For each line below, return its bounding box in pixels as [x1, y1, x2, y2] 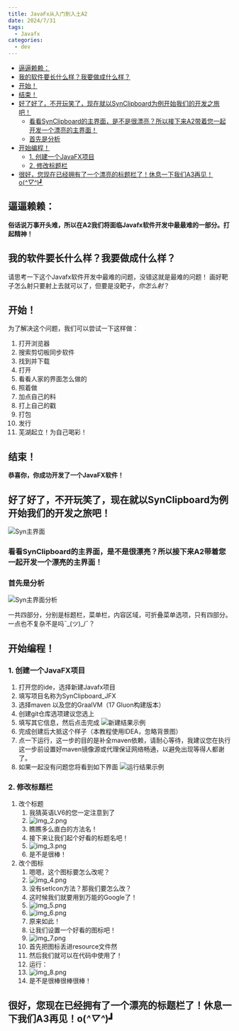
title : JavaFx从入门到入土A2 [8, 10, 88, 18]
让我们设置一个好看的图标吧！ [28, 926, 116, 934]
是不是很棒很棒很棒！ [28, 976, 91, 985]
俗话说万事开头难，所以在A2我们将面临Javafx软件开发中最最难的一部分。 [8, 221, 224, 229]
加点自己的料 [18, 392, 56, 401]
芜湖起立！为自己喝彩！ [18, 428, 87, 436]
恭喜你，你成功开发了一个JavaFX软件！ [8, 471, 125, 480]
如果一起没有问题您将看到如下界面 [18, 762, 118, 771]
